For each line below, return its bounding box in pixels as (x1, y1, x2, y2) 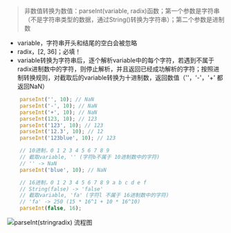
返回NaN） (17, 83, 48, 90)
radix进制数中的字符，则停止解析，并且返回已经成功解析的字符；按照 (17, 65, 214, 73)
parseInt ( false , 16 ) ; (19, 205, 82, 212)
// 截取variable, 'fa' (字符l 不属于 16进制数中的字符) (19, 192, 169, 199)
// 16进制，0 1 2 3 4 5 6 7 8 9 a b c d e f (19, 179, 147, 186)
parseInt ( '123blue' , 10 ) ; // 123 (19, 135, 116, 141)
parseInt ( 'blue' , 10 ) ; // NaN (19, 166, 107, 173)
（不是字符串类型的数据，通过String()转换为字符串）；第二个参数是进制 (24, 15, 225, 24)
